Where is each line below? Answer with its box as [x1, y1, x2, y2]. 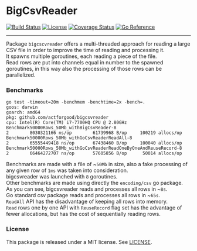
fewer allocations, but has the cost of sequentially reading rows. [6, 211, 161, 218]
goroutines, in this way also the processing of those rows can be [6, 65, 162, 72]
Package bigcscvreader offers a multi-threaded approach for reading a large [6, 40, 191, 47]
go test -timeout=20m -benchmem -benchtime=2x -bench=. [6, 99, 145, 105]
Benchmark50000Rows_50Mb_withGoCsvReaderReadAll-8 [6, 135, 133, 141]
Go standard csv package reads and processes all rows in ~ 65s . [6, 192, 161, 199]
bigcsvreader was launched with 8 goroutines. [6, 173, 118, 180]
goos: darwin [6, 104, 38, 111]
